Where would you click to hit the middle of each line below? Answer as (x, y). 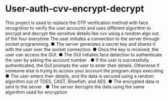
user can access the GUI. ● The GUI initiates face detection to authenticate (84, 55)
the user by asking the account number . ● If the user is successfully (77, 60)
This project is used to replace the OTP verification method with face (77, 23)
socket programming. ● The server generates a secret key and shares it (80, 44)
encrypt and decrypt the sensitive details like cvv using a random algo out (82, 33)
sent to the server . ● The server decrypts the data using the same (75, 86)
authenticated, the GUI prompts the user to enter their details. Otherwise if (82, 65)
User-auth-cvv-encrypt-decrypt (75, 9)
